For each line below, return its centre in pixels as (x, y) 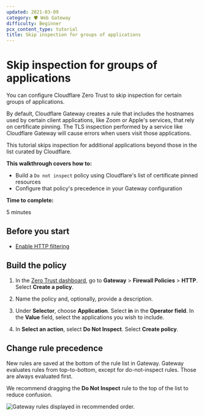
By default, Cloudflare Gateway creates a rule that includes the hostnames (100, 114)
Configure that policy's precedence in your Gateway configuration (99, 188)
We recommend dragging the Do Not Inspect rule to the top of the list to (97, 388)
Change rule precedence (55, 348)
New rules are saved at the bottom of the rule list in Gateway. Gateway (95, 363)
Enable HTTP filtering (42, 246)
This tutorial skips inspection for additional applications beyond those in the (102, 145)
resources (28, 182)
